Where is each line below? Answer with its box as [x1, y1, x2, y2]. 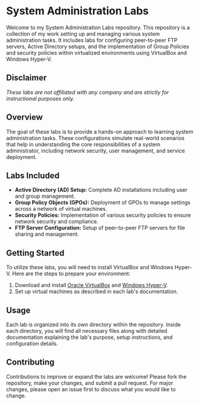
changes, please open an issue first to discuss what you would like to [6, 385, 176, 392]
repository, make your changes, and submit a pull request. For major [6, 379, 173, 387]
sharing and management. [14, 230, 79, 238]
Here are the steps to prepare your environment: [12, 270, 131, 278]
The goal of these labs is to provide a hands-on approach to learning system [6, 128, 194, 135]
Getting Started [6, 248, 65, 258]
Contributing [6, 357, 55, 367]
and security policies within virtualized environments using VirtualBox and [6, 49, 187, 56]
